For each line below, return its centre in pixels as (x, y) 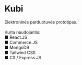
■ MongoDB (17, 47)
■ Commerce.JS (21, 42)
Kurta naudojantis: (23, 32)
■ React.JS (16, 37)
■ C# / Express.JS (23, 57)
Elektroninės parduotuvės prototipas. (41, 22)
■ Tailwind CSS (20, 52)
